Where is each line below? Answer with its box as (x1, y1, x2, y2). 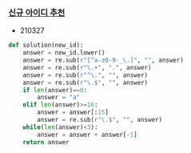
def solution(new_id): (8, 42, 84, 50)
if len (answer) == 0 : (22, 86, 88, 94)
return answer (22, 138, 70, 146)
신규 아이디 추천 (8, 6, 66, 18)
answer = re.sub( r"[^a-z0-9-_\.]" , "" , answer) (22, 56, 184, 65)
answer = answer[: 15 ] (37, 108, 109, 117)
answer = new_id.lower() (22, 49, 105, 57)
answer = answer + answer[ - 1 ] (37, 131, 137, 139)
